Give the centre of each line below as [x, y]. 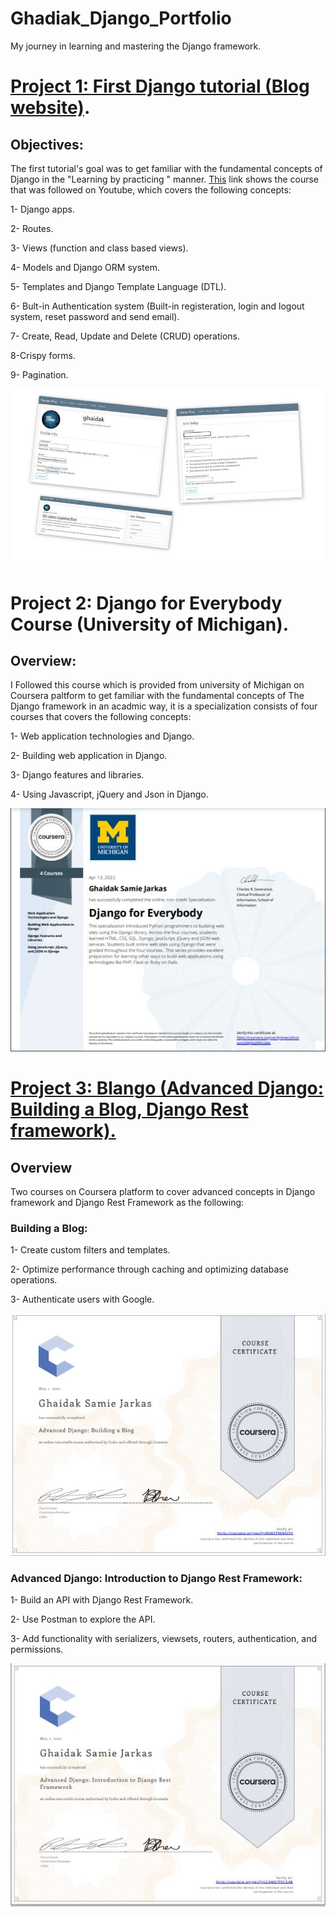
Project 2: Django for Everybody [146, 603]
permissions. [37, 1649]
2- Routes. [32, 228]
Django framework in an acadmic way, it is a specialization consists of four [164, 706]
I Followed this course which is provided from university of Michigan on [157, 685]
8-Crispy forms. [43, 355]
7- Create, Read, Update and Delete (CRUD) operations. [125, 336]
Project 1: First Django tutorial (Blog [160, 86]
